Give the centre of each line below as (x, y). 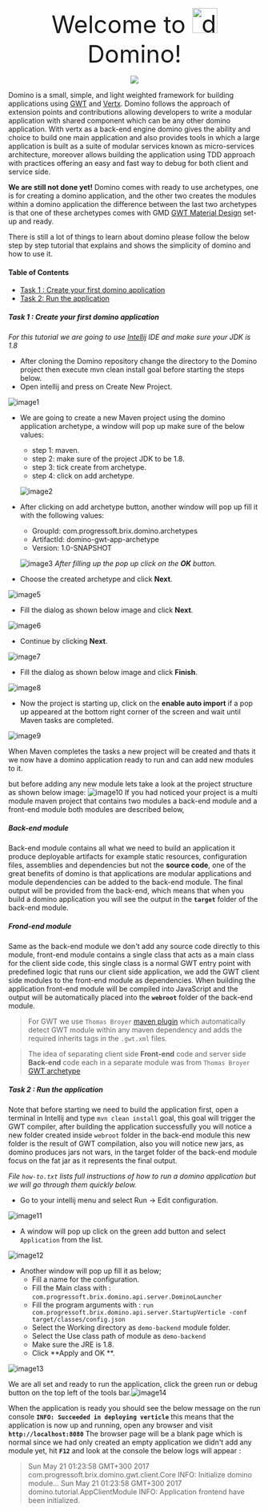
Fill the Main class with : (71, 1288)
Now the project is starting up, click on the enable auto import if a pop (136, 703)
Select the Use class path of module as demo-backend (119, 1336)
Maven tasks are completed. (66, 721)
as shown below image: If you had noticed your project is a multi (133, 793)
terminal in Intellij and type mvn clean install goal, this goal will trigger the (132, 1118)
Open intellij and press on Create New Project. (96, 387)
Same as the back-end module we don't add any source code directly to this (134, 947)
